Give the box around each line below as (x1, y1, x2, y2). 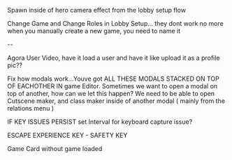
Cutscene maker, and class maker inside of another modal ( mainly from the (7, 97, 226, 105)
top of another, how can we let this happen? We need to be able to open (7, 90, 215, 97)
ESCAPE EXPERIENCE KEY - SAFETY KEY (7, 131, 128, 139)
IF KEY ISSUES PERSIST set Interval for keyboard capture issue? (7, 118, 193, 126)
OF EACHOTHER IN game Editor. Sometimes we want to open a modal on (7, 82, 218, 90)
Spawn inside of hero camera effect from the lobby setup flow (7, 6, 187, 14)
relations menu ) (7, 104, 55, 112)
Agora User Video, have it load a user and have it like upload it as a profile (7, 54, 220, 62)
